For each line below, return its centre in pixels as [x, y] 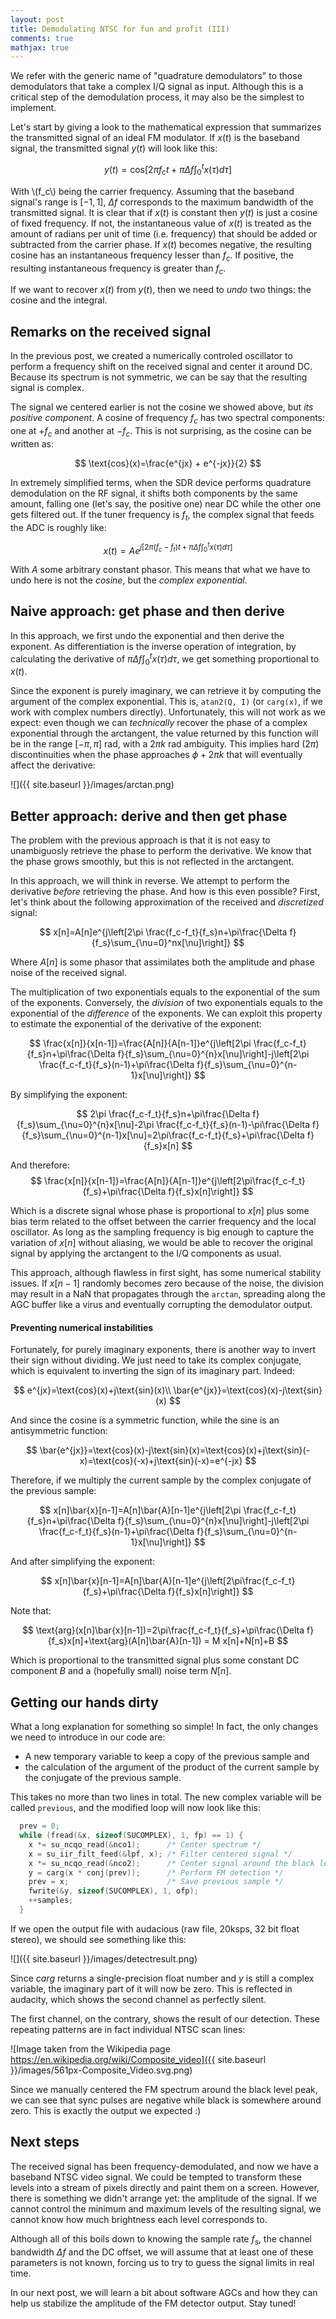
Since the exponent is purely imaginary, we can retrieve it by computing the [166, 691]
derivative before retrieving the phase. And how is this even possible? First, [165, 892]
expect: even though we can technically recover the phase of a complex [159, 723]
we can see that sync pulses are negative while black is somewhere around [166, 2100]
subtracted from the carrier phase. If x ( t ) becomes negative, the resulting [161, 244]
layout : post [37, 19]
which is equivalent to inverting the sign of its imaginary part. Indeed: [152, 1371]
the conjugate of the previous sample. [103, 1778]
